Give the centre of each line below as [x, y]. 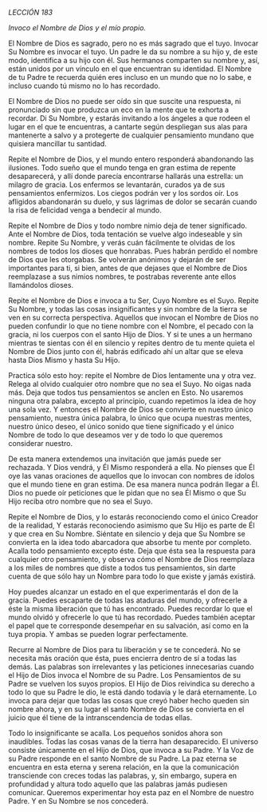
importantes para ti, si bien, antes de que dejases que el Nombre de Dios [128, 268]
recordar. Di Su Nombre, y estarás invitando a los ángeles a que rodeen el [130, 118]
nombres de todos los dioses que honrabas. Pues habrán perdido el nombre [133, 251]
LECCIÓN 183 [31, 12]
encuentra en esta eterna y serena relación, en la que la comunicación [124, 767]
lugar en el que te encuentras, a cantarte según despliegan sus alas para [128, 127]
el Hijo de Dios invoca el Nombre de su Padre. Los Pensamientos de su [125, 675]
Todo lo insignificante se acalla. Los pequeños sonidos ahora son [116, 733]
